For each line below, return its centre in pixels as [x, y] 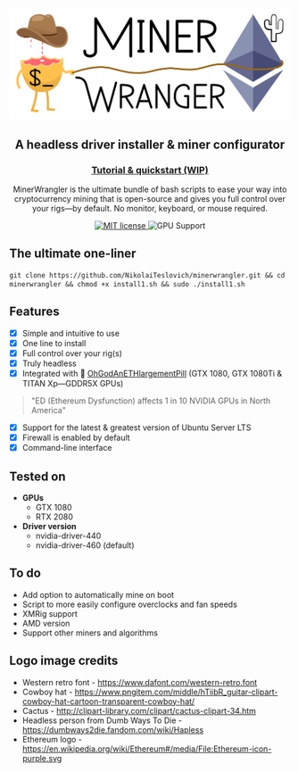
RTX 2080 [54, 517]
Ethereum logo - [52, 739]
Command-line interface [67, 448]
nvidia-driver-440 [68, 535]
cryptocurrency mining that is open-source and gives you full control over [150, 198]
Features [34, 312]
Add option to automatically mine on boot [98, 594]
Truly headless [50, 363]
